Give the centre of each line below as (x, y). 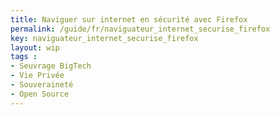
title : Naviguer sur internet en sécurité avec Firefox (129, 19)
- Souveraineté (42, 85)
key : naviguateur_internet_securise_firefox (104, 38)
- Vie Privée (37, 76)
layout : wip (35, 47)
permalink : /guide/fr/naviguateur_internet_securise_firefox (140, 29)
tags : (24, 57)
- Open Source (40, 94)
